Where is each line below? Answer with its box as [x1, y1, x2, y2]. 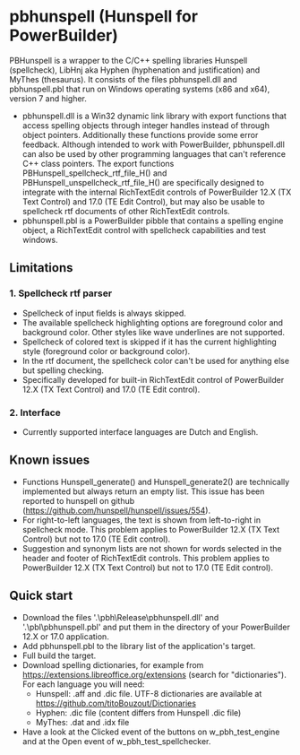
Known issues [9, 453, 90, 468]
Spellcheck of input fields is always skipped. [21, 308, 186, 318]
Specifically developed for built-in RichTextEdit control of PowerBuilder [21, 374, 285, 385]
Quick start [9, 588, 73, 603]
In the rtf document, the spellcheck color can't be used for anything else [21, 355, 289, 366]
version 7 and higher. [9, 92, 88, 104]
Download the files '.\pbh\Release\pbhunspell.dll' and [21, 612, 219, 622]
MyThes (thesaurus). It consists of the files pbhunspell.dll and [9, 74, 237, 84]
